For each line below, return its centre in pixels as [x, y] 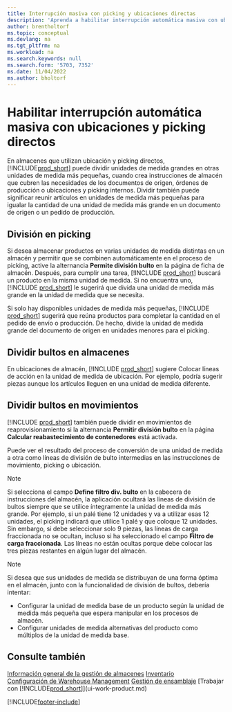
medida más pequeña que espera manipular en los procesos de [108, 613]
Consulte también [46, 657]
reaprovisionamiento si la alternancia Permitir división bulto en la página [111, 429]
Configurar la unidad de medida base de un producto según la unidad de [120, 605]
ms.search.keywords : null [44, 59]
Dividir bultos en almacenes [68, 352]
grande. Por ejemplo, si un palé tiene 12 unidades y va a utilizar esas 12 [108, 514]
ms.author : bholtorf [37, 78]
